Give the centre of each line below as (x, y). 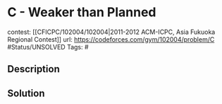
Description (33, 69)
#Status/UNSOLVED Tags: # (48, 47)
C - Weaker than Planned (82, 12)
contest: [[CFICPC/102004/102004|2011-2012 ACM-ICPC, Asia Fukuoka (111, 32)
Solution (26, 93)
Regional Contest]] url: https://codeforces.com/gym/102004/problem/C (111, 39)
